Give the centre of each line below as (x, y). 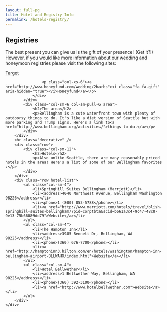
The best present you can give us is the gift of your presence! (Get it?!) (79, 52)
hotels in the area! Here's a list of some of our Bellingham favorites (84, 163)
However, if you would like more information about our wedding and (76, 58)
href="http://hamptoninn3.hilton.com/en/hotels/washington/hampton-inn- (84, 252)
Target (12, 73)
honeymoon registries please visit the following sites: (61, 63)
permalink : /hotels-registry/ (37, 19)
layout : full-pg (22, 10)
